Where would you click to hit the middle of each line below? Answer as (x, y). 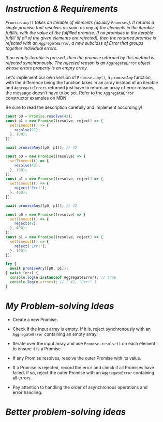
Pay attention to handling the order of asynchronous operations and (80, 387)
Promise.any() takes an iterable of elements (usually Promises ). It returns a (80, 22)
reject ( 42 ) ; (26, 224)
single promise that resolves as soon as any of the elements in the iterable (80, 27)
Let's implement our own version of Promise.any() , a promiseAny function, (79, 77)
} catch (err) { (22, 273)
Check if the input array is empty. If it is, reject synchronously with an (81, 329)
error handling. (27, 392)
